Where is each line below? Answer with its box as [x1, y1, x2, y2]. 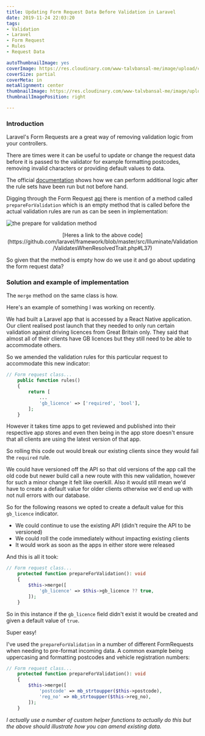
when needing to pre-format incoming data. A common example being [6, 647, 183, 654]
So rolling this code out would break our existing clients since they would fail [6, 447, 199, 455]
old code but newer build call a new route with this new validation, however [6, 472, 195, 480]
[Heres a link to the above [62, 232, 127, 239]
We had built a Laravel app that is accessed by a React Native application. [6, 315, 192, 323]
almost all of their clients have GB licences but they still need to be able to [6, 335, 192, 342]
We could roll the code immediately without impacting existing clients [15, 535, 190, 542]
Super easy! [6, 628, 37, 636]
